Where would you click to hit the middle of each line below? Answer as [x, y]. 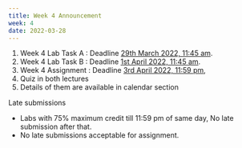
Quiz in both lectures [54, 79]
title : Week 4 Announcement [55, 16]
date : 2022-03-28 [37, 30]
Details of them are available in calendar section [99, 87]
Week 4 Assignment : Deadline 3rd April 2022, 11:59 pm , [113, 70]
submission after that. [56, 127]
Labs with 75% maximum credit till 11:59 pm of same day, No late [127, 118]
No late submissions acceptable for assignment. [99, 135]
